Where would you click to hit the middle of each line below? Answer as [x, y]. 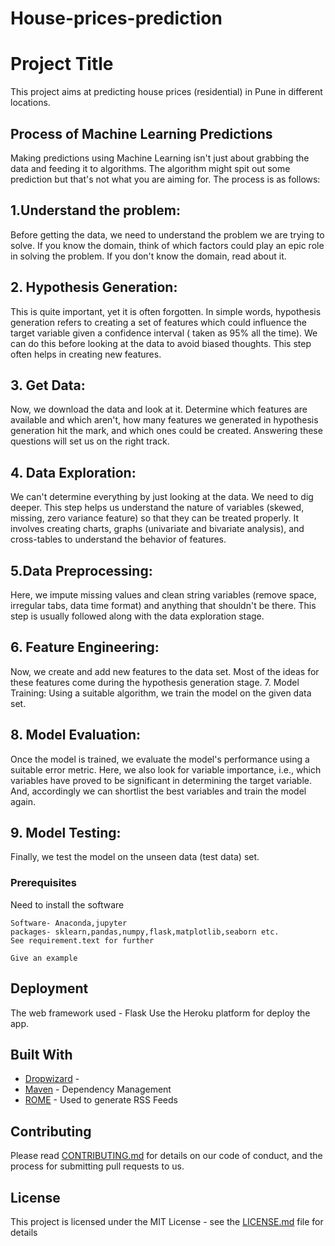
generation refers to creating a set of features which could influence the [159, 322]
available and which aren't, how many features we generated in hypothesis [164, 420]
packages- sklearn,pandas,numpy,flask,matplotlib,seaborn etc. [145, 932]
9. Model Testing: [66, 833]
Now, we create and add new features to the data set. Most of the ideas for [165, 671]
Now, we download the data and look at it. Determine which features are [159, 409]
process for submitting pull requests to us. [97, 1166]
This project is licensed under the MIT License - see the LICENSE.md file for [167, 1221]
